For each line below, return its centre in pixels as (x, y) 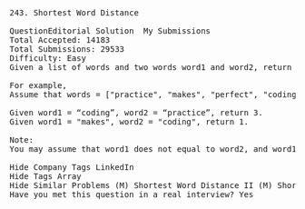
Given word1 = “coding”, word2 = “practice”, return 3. (136, 113)
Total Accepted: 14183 (60, 40)
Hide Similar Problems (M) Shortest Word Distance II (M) (141, 185)
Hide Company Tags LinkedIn (72, 167)
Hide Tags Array (45, 176)
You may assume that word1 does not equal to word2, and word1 (153, 149)
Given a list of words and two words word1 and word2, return (151, 67)
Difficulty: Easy (48, 58)
